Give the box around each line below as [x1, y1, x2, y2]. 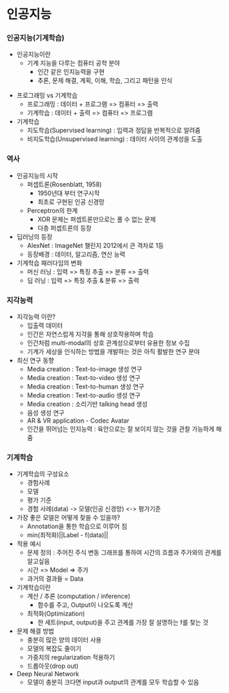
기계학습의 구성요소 [16, 469, 70, 479]
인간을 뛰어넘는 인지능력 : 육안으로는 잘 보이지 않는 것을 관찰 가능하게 [26, 425, 215, 433]
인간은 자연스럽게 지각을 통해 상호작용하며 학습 [26, 330, 154, 339]
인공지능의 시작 [16, 171, 58, 180]
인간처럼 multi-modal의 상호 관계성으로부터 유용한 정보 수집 [26, 339, 190, 347]
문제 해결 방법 [16, 627, 54, 636]
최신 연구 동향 [16, 356, 54, 365]
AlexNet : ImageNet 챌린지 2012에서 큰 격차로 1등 [26, 241, 164, 249]
